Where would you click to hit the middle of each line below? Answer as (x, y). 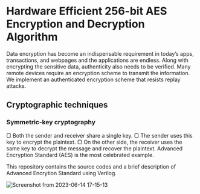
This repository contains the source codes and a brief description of (91, 166)
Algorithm (32, 37)
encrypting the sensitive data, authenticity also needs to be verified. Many (98, 66)
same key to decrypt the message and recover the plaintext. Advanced (95, 148)
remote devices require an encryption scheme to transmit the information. (98, 73)
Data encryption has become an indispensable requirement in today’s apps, (100, 53)
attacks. (16, 85)
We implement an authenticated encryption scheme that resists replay (93, 79)
